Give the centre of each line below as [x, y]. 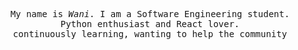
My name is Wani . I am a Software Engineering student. [150, 14]
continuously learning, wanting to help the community [150, 34]
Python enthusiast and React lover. [150, 24]
